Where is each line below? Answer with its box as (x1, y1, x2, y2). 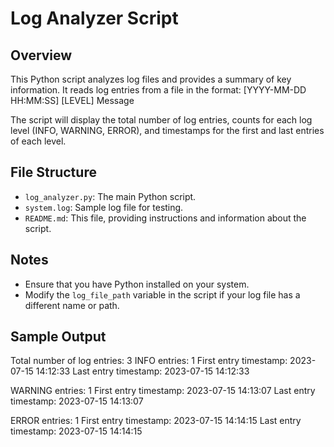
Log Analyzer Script (10, 7, 179, 30)
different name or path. (24, 299, 120, 311)
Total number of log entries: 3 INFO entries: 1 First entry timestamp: (10, 355, 288, 367)
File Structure (10, 164, 97, 181)
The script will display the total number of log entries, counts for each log (10, 114, 313, 126)
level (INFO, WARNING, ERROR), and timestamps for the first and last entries (10, 125, 325, 136)
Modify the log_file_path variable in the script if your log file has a (24, 288, 301, 301)
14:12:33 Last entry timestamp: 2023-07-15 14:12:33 (35, 365, 250, 377)
